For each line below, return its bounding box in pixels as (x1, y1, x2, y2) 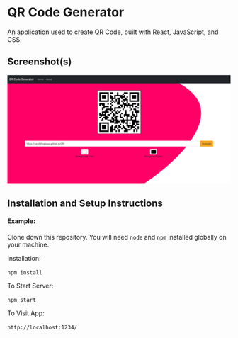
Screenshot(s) (7, 56, 72, 68)
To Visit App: (7, 309, 45, 317)
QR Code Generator (7, 4, 125, 21)
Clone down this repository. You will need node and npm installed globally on (7, 232, 227, 241)
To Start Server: (7, 281, 54, 290)
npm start (7, 296, 37, 303)
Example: (7, 217, 36, 225)
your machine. (7, 240, 50, 249)
